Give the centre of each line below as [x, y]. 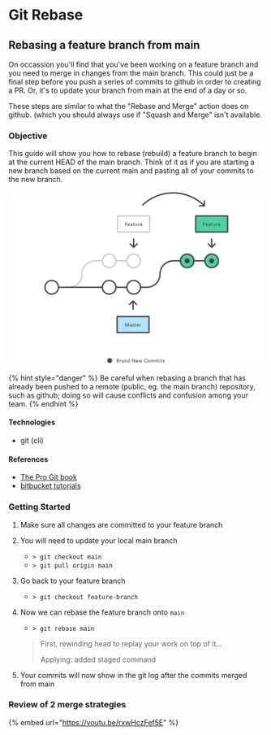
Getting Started [39, 507]
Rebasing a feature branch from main [104, 45]
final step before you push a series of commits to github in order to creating [135, 82]
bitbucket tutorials [50, 486]
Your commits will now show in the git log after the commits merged [133, 675]
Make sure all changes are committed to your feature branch [121, 524]
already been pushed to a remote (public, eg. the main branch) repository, [132, 386]
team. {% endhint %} [43, 403]
